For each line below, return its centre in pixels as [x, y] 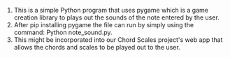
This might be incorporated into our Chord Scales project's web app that [118, 40]
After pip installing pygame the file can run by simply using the [104, 25]
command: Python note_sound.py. [63, 32]
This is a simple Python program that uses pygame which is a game [111, 10]
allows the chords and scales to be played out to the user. [97, 47]
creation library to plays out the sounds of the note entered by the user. [117, 17]
